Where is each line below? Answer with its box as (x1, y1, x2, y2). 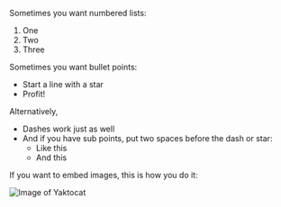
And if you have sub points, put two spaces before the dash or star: (22, 133, 273, 143)
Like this (35, 143, 68, 153)
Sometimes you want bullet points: (9, 62, 138, 72)
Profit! (22, 89, 46, 99)
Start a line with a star (22, 79, 104, 89)
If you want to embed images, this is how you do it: (9, 170, 198, 180)
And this (35, 152, 68, 163)
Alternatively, (9, 106, 59, 116)
